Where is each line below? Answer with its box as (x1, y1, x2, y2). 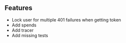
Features (4, 4, 32, 12)
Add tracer (11, 27, 34, 33)
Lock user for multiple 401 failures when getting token (11, 17, 122, 22)
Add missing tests (11, 32, 48, 38)
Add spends (11, 22, 36, 28)
